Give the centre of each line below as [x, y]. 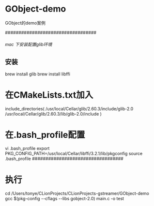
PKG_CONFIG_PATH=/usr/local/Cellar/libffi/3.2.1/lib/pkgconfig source [74, 154]
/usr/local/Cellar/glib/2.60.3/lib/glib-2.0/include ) [53, 114]
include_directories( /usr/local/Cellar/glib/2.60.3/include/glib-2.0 [69, 109]
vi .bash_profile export [27, 148]
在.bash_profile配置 [45, 135]
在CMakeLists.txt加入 [49, 95]
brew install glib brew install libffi [38, 74]
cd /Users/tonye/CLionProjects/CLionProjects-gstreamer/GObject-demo [77, 193]
